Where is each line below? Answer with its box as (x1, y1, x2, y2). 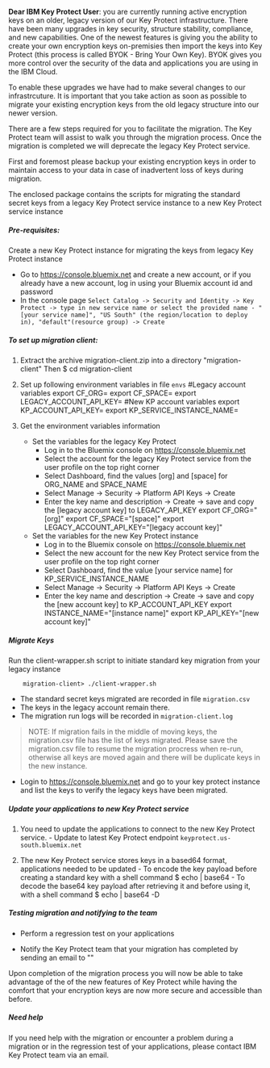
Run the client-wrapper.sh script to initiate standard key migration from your (8, 655, 260, 665)
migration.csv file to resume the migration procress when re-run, (27, 743, 243, 753)
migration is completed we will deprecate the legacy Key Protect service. (8, 141, 251, 150)
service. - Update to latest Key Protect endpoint (19, 832, 179, 842)
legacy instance (8, 664, 61, 673)
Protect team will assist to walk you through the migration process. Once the (8, 132, 262, 142)
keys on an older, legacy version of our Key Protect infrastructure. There (8, 15, 248, 25)
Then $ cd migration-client (44, 363, 133, 374)
